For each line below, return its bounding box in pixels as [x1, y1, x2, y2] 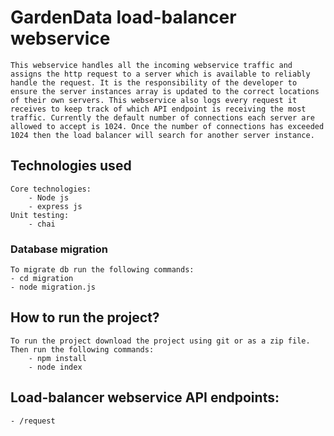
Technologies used [10, 157, 132, 175]
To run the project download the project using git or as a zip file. [10, 336, 311, 346]
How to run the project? [10, 309, 160, 326]
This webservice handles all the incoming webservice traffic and [10, 60, 293, 70]
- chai [28, 219, 56, 229]
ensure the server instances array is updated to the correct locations [10, 86, 320, 96]
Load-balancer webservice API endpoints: [10, 389, 280, 406]
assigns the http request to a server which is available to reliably [10, 69, 311, 79]
